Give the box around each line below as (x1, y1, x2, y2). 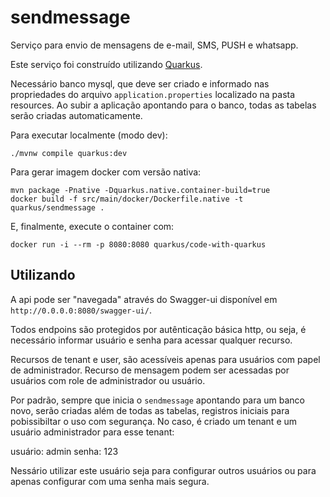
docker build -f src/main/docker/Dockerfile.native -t (10, 194, 244, 204)
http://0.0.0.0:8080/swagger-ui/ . (10, 304, 152, 316)
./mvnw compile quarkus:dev (10, 148, 128, 158)
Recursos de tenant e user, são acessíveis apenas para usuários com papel (10, 353, 321, 365)
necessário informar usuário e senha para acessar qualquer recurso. (10, 334, 293, 346)
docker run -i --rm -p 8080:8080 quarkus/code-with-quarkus (10, 239, 267, 250)
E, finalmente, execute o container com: (10, 220, 175, 232)
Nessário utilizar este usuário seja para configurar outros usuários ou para (10, 464, 317, 476)
